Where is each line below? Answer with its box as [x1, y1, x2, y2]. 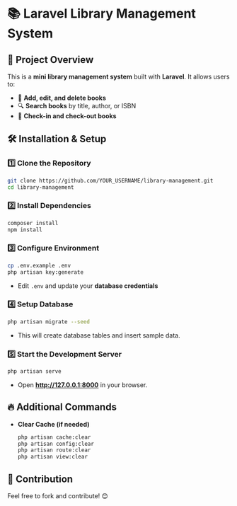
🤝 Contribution [7, 473, 73, 485]
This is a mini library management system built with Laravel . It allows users [7, 72, 230, 81]
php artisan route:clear [17, 447, 91, 454]
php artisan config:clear [17, 440, 94, 447]
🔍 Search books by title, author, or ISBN [17, 102, 137, 110]
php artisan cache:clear [17, 433, 91, 441]
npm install [7, 226, 42, 234]
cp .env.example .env [7, 262, 71, 269]
